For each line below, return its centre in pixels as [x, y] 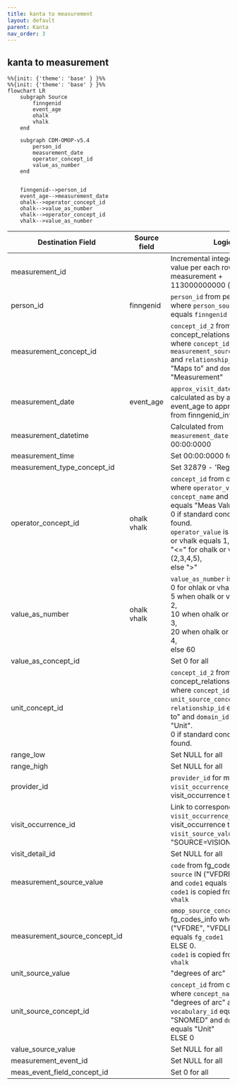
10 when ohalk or [200, 614]
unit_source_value [41, 974]
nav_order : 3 [26, 34]
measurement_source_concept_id [67, 936]
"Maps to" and [194, 369]
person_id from [195, 296]
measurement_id [39, 272]
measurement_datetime [50, 436]
